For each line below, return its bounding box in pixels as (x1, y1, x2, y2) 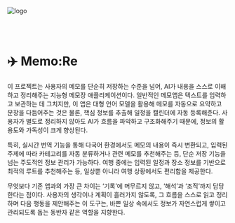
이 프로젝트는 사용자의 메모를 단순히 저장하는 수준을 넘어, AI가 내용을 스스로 (7, 82, 213, 90)
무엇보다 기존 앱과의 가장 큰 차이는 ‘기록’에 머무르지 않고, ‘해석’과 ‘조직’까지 (7, 182, 212, 190)
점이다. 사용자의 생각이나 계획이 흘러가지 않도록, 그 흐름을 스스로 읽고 (25, 190, 215, 199)
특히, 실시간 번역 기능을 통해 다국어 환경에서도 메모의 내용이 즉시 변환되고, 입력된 (7, 141, 228, 149)
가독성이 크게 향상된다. (25, 126, 88, 134)
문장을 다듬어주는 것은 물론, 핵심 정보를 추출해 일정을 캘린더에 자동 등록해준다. (7, 108, 221, 117)
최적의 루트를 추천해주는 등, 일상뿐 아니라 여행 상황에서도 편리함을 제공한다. (7, 166, 213, 175)
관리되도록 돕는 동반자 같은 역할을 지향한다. (7, 208, 126, 216)
